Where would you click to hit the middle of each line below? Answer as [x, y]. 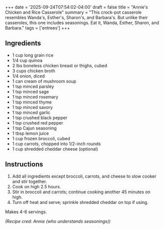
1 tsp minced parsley [33, 86]
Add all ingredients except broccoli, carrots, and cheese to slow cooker [84, 176]
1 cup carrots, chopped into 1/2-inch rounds [56, 144]
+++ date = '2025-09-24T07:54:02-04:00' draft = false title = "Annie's [77, 7]
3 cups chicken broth [34, 71]
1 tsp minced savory [32, 107]
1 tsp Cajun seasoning [34, 128]
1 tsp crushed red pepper [38, 123]
